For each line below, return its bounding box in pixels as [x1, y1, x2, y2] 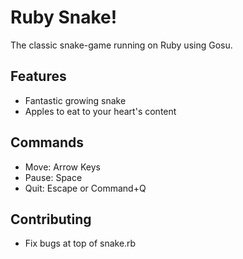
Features [10, 68, 67, 85]
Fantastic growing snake [24, 94, 127, 106]
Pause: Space [24, 171, 83, 183]
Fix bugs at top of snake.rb [24, 237, 137, 250]
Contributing [10, 211, 92, 228]
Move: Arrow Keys [24, 161, 102, 173]
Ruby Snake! [10, 6, 118, 29]
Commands [10, 134, 85, 151]
